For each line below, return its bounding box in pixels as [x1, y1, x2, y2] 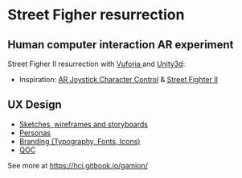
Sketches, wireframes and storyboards [18, 119, 148, 129]
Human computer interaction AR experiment [7, 38, 234, 52]
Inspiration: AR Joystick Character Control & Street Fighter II [18, 75, 219, 84]
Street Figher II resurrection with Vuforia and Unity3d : [7, 59, 186, 68]
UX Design [7, 98, 62, 112]
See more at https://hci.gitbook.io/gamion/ [7, 160, 148, 170]
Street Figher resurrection [7, 6, 185, 24]
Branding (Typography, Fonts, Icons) [18, 136, 141, 146]
